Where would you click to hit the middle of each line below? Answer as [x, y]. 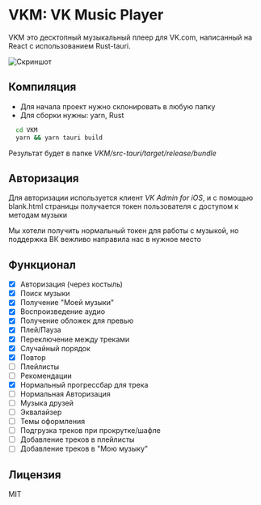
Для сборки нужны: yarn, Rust [72, 115]
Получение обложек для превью [77, 320]
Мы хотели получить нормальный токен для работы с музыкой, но [124, 231]
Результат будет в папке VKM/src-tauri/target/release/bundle [112, 153]
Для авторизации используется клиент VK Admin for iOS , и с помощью [131, 198]
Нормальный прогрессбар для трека [84, 384]
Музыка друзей [47, 403]
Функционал [42, 265]
